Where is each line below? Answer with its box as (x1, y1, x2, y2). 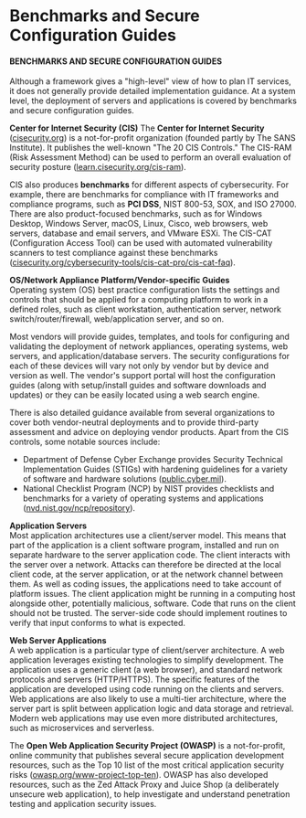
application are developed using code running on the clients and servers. (9, 684, 285, 695)
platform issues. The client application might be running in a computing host (9, 589, 296, 600)
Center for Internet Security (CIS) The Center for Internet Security (9, 122, 265, 133)
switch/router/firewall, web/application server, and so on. (9, 313, 225, 324)
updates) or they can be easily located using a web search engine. (9, 389, 260, 400)
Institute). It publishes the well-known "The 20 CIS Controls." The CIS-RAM (9, 143, 292, 154)
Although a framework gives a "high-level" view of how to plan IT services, (9, 76, 292, 87)
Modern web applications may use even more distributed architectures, (9, 713, 279, 724)
